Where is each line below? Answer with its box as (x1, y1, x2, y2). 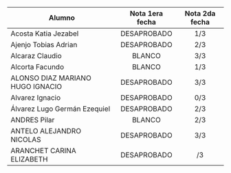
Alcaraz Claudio (10, 51, 62, 60)
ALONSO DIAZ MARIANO (10, 73, 91, 83)
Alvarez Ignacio (10, 93, 61, 102)
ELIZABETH (10, 155, 48, 163)
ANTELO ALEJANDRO (10, 127, 81, 135)
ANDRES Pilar (10, 116, 55, 124)
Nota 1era (129, 9, 164, 18)
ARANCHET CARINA (10, 146, 77, 155)
